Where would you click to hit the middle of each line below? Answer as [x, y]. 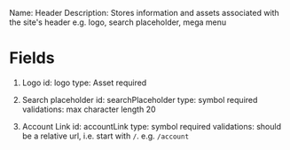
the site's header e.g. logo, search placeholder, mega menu [118, 22]
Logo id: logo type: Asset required [84, 83]
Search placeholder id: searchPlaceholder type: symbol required [140, 99]
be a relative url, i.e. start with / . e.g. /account [105, 136]
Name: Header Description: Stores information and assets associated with [144, 13]
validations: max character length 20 [89, 109]
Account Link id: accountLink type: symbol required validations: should [152, 126]
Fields [32, 58]
